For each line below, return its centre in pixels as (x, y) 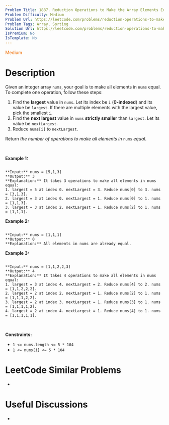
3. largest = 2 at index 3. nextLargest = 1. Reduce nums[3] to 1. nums (83, 302)
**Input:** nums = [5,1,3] (33, 172)
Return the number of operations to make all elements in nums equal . (76, 138)
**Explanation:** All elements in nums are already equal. (68, 244)
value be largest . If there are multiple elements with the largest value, (85, 107)
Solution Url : (20, 29)
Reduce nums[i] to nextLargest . (45, 129)
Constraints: (19, 335)
